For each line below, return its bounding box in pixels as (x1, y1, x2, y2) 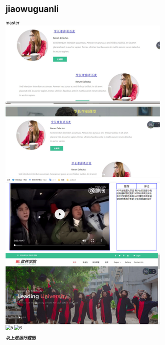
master (5, 20, 20, 26)
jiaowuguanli (5, 3, 59, 15)
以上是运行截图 (5, 335, 36, 341)
